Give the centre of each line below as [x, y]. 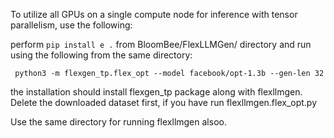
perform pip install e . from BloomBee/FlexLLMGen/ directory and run [161, 44]
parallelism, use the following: [71, 25]
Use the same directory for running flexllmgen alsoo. [118, 122]
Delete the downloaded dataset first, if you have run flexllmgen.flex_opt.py [164, 102]
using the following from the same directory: [101, 55]
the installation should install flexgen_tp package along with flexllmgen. [156, 92]
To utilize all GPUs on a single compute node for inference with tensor [154, 14]
